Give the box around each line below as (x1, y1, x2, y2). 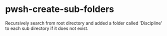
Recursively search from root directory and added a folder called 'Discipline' (5, 20, 162, 26)
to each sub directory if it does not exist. (5, 25, 88, 31)
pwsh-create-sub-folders (5, 3, 114, 15)
